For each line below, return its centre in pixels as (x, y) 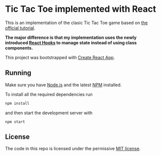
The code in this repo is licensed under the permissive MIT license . (73, 149)
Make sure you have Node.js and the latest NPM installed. (63, 85)
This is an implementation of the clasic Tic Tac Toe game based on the (77, 23)
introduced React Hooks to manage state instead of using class (71, 42)
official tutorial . (20, 28)
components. (19, 48)
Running (18, 73)
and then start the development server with (49, 113)
